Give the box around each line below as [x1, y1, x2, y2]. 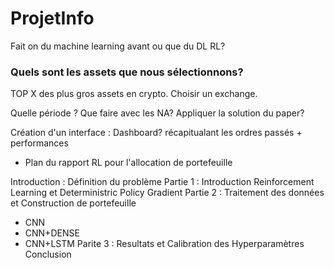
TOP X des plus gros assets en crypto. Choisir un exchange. [10, 88, 258, 100]
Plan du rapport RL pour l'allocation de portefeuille [24, 157, 233, 169]
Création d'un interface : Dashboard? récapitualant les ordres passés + [10, 127, 303, 139]
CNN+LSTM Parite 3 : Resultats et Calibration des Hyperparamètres [24, 238, 305, 250]
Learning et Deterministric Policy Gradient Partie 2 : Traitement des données [10, 187, 325, 199]
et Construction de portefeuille [10, 197, 137, 209]
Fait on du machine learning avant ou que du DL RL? [10, 40, 226, 52]
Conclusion [24, 248, 72, 261]
